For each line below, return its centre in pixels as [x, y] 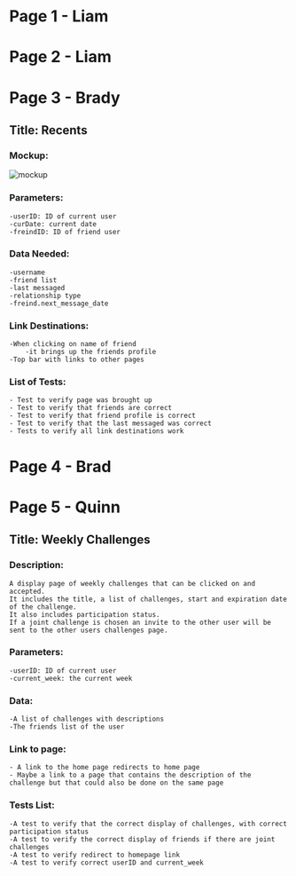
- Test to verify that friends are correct [91, 408]
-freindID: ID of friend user [65, 232]
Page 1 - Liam [59, 16]
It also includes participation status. [85, 614]
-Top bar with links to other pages [77, 360]
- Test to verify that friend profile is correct [103, 416]
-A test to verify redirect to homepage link [94, 855]
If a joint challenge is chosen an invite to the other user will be [140, 622]
